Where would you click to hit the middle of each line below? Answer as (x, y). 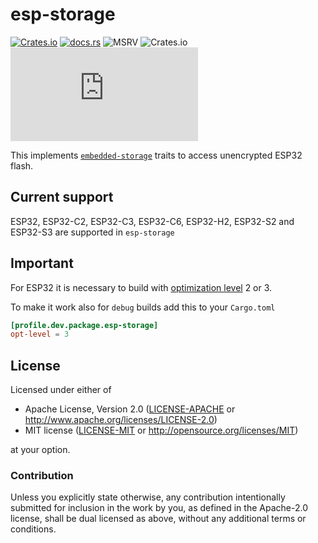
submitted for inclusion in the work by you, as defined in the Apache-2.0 (159, 508)
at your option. (40, 450)
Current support (62, 197)
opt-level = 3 (40, 334)
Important (42, 263)
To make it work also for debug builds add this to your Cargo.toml (143, 307)
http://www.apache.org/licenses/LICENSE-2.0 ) (121, 420)
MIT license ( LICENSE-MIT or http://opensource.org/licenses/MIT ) (161, 430)
